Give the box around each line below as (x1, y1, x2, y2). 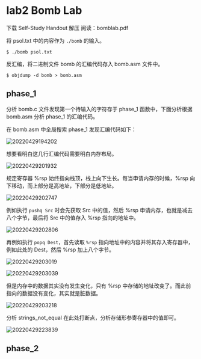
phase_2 (6, 343, 39, 354)
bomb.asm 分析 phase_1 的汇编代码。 (6, 112, 98, 120)
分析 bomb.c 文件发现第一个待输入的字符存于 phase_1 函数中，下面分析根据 (6, 105, 193, 112)
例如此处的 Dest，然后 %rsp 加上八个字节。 (6, 246, 115, 253)
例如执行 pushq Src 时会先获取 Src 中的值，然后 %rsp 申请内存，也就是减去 (6, 206, 193, 213)
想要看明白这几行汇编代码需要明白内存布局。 (6, 150, 117, 157)
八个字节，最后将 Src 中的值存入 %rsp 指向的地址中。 (6, 214, 140, 221)
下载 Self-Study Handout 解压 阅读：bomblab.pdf (6, 24, 129, 31)
